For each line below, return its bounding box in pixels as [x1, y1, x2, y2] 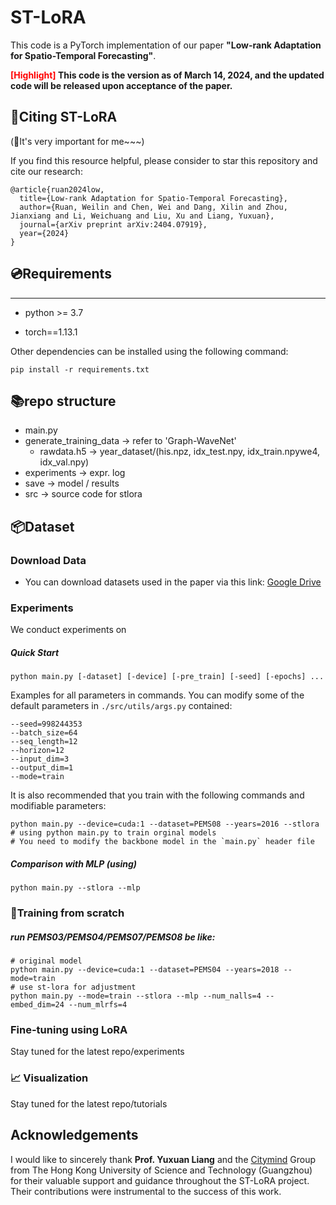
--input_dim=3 [10, 754, 70, 765]
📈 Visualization [10, 1071, 89, 1085]
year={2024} [19, 228, 70, 238]
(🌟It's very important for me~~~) [10, 135, 145, 147]
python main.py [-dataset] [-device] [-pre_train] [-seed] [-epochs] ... [10, 672, 325, 682]
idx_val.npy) [39, 456, 90, 468]
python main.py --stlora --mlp [10, 883, 141, 893]
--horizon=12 [10, 746, 65, 756]
